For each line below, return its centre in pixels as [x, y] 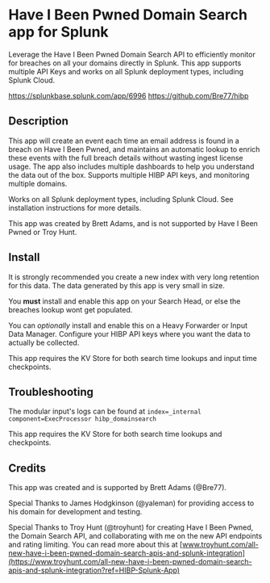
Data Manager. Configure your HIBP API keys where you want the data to [130, 333]
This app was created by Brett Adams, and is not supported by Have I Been [133, 223]
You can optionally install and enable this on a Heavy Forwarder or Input [128, 325]
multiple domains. [38, 183]
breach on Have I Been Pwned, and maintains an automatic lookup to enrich [134, 149]
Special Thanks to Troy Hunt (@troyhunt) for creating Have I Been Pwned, [131, 527]
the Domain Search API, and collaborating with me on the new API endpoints [135, 536]
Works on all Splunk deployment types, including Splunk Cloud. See [121, 199]
